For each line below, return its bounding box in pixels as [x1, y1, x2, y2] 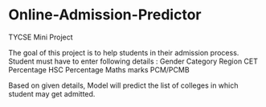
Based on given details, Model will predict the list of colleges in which [8, 80, 239, 90]
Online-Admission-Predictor [8, 6, 202, 24]
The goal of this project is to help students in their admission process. [8, 47, 239, 57]
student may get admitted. [8, 88, 96, 98]
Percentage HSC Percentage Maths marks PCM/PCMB [8, 64, 190, 74]
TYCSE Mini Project [8, 32, 74, 42]
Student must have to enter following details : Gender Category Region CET [8, 56, 259, 66]
